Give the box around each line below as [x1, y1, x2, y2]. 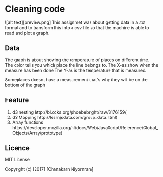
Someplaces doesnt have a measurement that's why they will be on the [5, 77, 148, 82]
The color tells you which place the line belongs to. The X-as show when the [5, 62, 159, 68]
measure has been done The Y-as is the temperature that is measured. [5, 67, 147, 73]
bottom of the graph [5, 82, 45, 88]
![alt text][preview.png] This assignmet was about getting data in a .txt [5, 20, 146, 25]
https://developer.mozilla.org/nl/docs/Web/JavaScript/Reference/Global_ [12, 124, 158, 130]
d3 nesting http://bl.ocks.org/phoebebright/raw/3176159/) [12, 109, 128, 115]
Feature [5, 96, 29, 104]
